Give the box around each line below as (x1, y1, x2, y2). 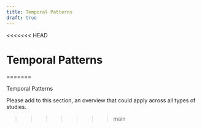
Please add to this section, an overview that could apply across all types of (6, 97, 196, 104)
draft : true (6, 15, 37, 21)
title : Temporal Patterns (6, 9, 72, 15)
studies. (6, 104, 26, 111)
